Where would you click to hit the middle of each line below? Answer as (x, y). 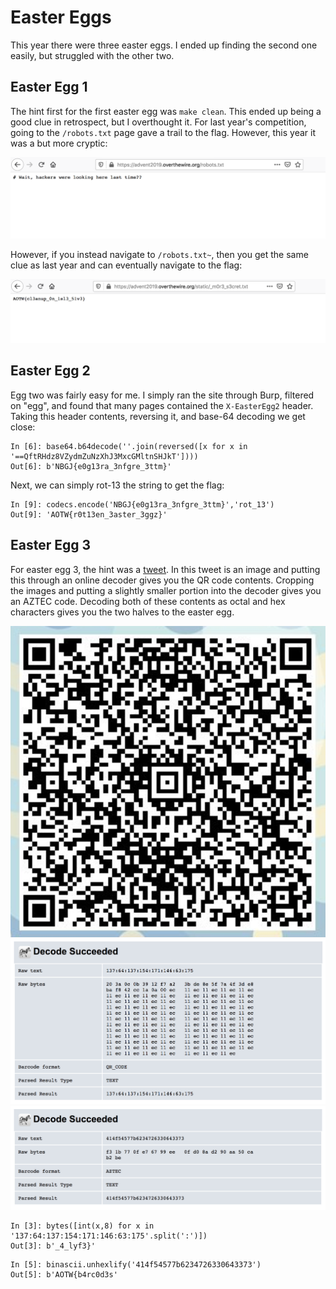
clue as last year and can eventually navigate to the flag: (126, 265)
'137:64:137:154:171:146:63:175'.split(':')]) (109, 1236)
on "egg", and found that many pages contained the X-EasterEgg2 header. (162, 405)
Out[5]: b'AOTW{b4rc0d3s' (64, 1274)
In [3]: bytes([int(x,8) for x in (82, 1226)
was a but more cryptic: (59, 143)
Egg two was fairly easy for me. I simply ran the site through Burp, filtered (162, 395)
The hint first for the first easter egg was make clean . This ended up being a (166, 111)
